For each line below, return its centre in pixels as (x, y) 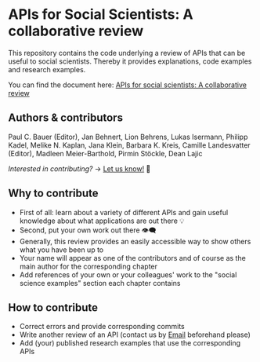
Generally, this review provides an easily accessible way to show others (135, 241)
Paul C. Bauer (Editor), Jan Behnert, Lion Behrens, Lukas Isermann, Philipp (128, 137)
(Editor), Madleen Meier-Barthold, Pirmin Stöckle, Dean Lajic (105, 153)
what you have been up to (61, 250)
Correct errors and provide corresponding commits (102, 327)
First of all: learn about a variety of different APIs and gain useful (124, 212)
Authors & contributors (66, 118)
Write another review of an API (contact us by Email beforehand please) (135, 335)
